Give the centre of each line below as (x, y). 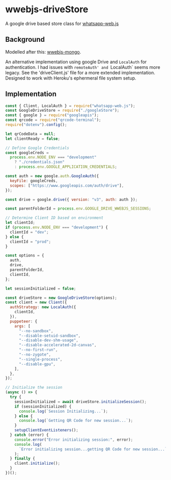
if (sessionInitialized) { (43, 407)
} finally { (23, 459)
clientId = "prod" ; (31, 242)
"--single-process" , (40, 359)
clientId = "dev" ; (30, 232)
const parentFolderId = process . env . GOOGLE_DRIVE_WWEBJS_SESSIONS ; (78, 209)
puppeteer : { (24, 321)
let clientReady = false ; (33, 139)
